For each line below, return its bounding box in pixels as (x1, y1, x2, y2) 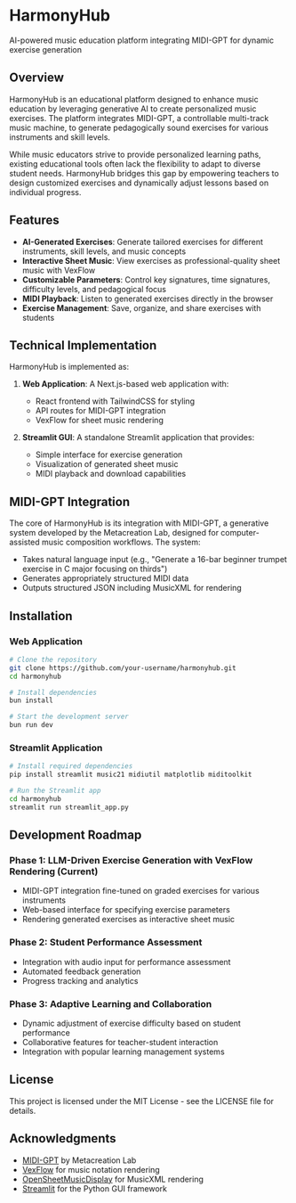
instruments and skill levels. (9, 131, 111, 143)
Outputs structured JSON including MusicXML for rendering (21, 583, 242, 593)
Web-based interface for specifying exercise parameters (21, 904, 231, 915)
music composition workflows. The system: (41, 536, 202, 548)
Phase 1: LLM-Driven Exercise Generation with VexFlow (9, 854, 253, 866)
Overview (9, 70, 65, 86)
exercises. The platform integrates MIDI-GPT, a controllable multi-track (9, 112, 269, 123)
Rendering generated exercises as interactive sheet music (21, 914, 236, 925)
